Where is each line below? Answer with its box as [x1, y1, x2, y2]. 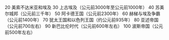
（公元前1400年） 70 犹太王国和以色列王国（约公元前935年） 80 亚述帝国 [5, 17, 159, 22]
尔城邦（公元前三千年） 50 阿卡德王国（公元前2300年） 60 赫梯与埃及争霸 [5, 10, 160, 16]
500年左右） [9, 29, 35, 35]
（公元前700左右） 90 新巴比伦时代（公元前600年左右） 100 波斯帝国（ [5, 23, 155, 29]
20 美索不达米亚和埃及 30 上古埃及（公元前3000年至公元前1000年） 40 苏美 [5, 4, 164, 10]
